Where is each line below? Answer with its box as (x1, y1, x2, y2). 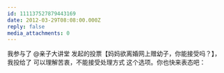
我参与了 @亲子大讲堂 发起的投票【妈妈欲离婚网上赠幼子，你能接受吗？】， (7, 49, 221, 58)
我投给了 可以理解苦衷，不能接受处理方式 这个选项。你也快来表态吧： (7, 58, 206, 67)
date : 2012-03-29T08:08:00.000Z (7, 17, 101, 24)
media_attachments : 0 (7, 29, 70, 37)
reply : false (7, 23, 45, 30)
